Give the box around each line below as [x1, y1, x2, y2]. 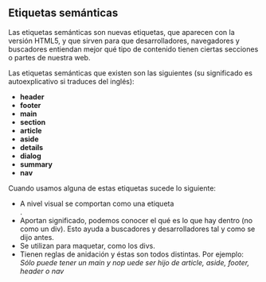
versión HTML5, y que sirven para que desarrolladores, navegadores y [8, 36, 241, 45]
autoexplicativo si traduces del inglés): [8, 76, 135, 86]
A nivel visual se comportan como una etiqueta [19, 199, 174, 208]
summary [19, 159, 53, 169]
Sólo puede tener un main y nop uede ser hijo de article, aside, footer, [19, 257, 250, 267]
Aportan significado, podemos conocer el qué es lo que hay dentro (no [19, 215, 253, 225]
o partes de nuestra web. [8, 52, 91, 62]
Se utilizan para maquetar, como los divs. [19, 241, 155, 250]
